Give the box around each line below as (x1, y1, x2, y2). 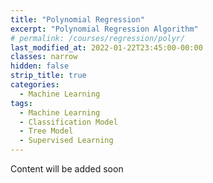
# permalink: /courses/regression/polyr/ (10, 33, 186, 43)
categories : (10, 80, 60, 90)
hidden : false (10, 61, 70, 71)
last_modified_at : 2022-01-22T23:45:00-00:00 (10, 42, 203, 53)
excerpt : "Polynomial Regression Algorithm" (10, 24, 199, 34)
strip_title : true (10, 71, 87, 81)
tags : (10, 98, 33, 108)
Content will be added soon (10, 163, 124, 175)
